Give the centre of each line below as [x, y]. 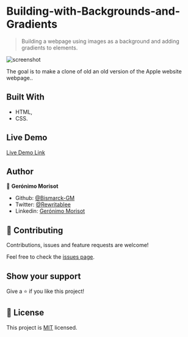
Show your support [44, 276]
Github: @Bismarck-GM [45, 198]
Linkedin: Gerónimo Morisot [50, 211]
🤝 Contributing [35, 230]
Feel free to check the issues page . [50, 257]
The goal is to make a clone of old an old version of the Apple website [94, 71]
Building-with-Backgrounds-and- [93, 11]
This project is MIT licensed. [42, 327]
